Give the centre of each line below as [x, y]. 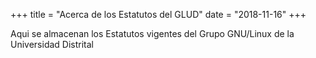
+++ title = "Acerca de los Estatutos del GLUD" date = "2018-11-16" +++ [158, 14]
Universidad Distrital [52, 44]
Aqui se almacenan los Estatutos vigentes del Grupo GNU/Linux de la [152, 33]
